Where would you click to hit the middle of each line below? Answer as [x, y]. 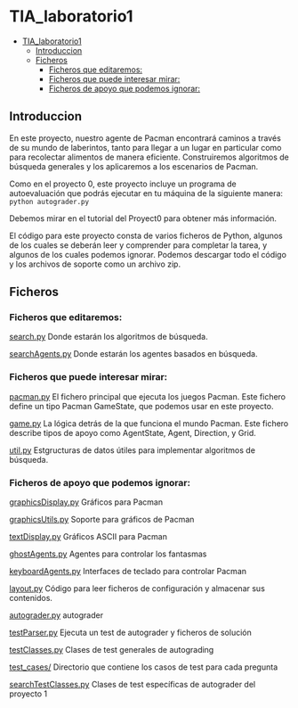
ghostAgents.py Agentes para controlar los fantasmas [108, 554]
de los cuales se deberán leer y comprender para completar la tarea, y [138, 245]
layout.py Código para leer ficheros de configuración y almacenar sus [137, 589]
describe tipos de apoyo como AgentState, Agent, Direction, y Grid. [133, 432]
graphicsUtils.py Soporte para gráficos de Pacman [102, 520]
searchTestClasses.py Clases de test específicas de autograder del [133, 685]
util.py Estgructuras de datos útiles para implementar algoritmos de [133, 450]
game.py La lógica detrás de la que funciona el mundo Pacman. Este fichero [149, 423]
